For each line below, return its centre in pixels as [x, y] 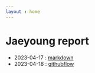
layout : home [23, 12]
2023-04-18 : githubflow [44, 64]
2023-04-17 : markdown [44, 58]
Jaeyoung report [47, 41]
